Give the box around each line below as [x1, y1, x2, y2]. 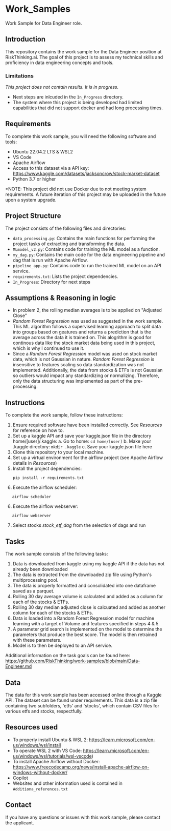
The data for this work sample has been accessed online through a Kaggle [5, 691, 162, 698]
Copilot [12, 775, 28, 781]
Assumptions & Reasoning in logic [5, 293, 116, 303]
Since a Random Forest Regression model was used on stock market [12, 351, 157, 357]
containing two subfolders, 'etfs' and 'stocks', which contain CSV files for [5, 702, 160, 708]
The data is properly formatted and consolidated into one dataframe [12, 583, 156, 589]
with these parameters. [12, 637, 62, 643]
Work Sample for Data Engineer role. [5, 20, 83, 26]
